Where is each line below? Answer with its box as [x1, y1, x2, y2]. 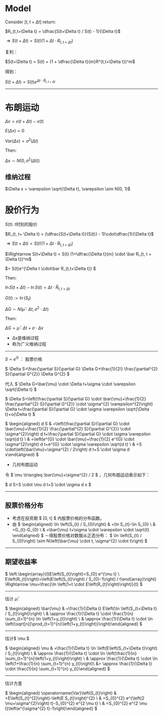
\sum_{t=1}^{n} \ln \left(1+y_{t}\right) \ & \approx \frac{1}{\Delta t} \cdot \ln [5, 616, 153, 621]
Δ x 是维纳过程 [12, 335, 39, 341]
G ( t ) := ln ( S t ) [5, 295, 31, 302]
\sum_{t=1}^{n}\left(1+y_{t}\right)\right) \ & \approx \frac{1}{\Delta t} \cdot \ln [5, 655, 158, 661]
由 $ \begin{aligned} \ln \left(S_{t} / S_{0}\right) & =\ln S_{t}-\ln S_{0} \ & [12, 521, 156, 527]
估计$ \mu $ [5, 636, 30, 641]
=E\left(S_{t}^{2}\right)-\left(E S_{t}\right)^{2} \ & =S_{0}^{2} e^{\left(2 [5, 695, 145, 701]
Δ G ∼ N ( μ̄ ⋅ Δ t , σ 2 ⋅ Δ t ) [5, 305, 49, 312]
